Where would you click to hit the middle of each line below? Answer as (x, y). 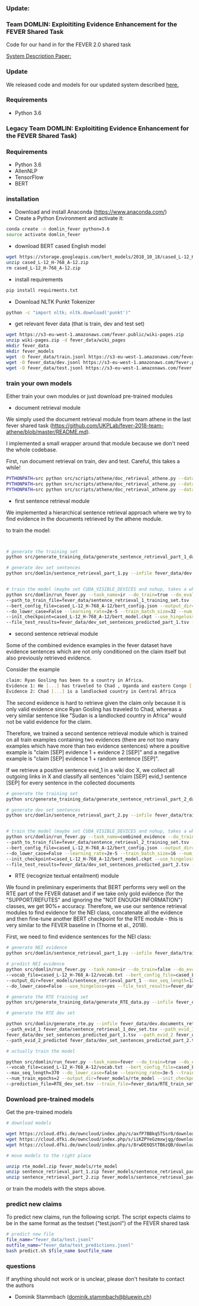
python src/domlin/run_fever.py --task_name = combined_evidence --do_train (100, 837)
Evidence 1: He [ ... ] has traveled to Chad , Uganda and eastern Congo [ (99, 686)
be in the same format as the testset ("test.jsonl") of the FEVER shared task (98, 1223)
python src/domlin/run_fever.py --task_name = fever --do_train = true (91, 1062)
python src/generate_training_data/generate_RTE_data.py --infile (90, 1002)
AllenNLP (26, 171)
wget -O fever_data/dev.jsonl (44, 362)
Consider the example (33, 670)
